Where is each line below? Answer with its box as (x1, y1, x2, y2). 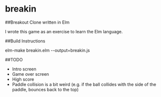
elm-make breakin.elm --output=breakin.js (5, 47, 90, 53)
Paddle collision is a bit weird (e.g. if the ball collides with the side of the (12, 81, 157, 87)
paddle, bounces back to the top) (12, 86, 79, 92)
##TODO (5, 56, 23, 62)
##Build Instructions (5, 38, 46, 44)
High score (12, 76, 34, 82)
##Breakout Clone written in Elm (5, 19, 70, 25)
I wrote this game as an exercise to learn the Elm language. (5, 28, 123, 34)
